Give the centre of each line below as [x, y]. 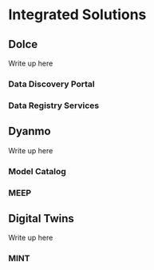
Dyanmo [30, 131]
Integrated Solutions [77, 15]
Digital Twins [41, 218]
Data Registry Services [54, 105]
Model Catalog [37, 171]
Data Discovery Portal [51, 84]
